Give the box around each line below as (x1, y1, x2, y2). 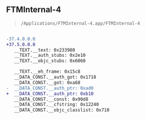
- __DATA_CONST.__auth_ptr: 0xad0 (6, 85, 94, 91)
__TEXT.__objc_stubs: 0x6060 (14, 58, 86, 64)
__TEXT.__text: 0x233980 (14, 47, 76, 53)
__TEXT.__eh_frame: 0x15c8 (14, 69, 81, 75)
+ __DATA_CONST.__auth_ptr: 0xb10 (6, 91, 94, 97)
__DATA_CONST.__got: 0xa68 (14, 79, 81, 85)
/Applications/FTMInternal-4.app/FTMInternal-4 (20, 20, 140, 26)
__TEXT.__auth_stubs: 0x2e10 (14, 53, 86, 59)
